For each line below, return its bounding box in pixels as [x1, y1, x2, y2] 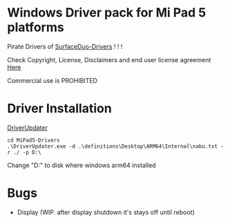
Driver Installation [7, 101, 112, 117]
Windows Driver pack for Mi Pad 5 [7, 5, 207, 21]
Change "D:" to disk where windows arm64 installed [7, 161, 157, 169]
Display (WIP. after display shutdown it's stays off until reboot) [17, 208, 195, 216]
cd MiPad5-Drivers [7, 137, 60, 144]
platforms [7, 19, 64, 35]
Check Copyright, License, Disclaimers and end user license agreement [7, 55, 211, 64]
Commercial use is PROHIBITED [7, 76, 98, 84]
